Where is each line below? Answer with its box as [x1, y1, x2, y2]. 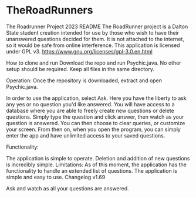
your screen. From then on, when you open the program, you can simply [6, 126, 181, 133]
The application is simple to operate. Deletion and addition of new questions [6, 155, 190, 162]
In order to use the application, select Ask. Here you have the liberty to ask [6, 95, 187, 102]
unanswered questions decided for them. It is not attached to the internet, [6, 35, 185, 42]
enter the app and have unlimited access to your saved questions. [6, 132, 165, 139]
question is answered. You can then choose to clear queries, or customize [6, 119, 185, 126]
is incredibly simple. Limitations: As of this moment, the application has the [6, 161, 187, 168]
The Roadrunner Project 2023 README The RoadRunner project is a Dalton [6, 23, 188, 30]
